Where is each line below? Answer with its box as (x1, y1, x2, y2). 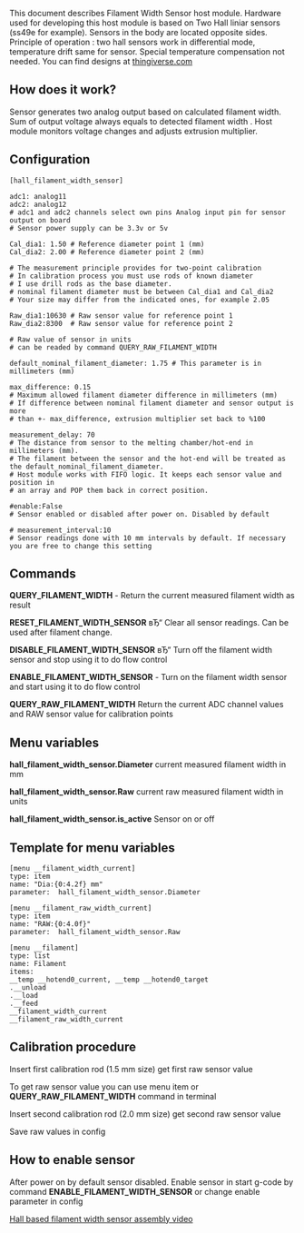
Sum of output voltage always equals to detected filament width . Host (9, 115, 272, 126)
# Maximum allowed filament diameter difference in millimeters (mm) (9, 390, 279, 399)
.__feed (9, 999, 39, 1009)
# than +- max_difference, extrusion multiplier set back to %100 (9, 414, 266, 423)
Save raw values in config (9, 1126, 106, 1137)
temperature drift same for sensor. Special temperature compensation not (9, 46, 286, 57)
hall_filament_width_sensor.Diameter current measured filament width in (9, 759, 287, 770)
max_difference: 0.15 (9, 382, 92, 391)
